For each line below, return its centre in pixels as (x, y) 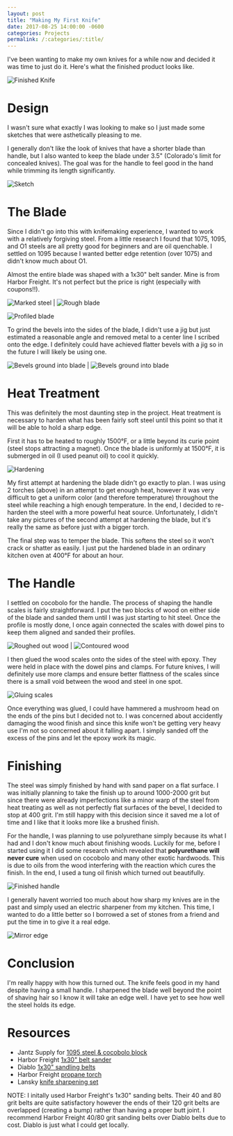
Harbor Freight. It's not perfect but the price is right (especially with (104, 282)
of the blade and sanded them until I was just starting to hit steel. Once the (114, 617)
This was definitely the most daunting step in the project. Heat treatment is (114, 413)
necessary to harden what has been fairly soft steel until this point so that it (115, 420)
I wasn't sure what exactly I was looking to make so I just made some (106, 128)
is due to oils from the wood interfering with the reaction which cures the (112, 865)
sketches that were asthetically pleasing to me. (74, 135)
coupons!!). (24, 289)
